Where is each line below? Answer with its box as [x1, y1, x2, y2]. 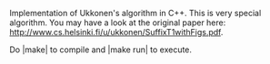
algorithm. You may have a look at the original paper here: [9, 17, 226, 28]
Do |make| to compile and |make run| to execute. [9, 44, 193, 55]
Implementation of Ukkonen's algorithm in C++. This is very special [9, 8, 262, 18]
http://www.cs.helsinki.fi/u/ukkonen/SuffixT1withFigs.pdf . [9, 27, 224, 37]
